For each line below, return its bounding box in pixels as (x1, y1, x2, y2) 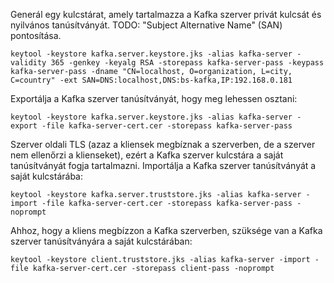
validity (10, 58, 47, 68)
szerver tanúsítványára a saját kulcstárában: (10, 235, 193, 247)
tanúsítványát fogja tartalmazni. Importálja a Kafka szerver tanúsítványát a (10, 160, 317, 171)
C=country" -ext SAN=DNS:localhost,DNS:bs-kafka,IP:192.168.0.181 (10, 75, 293, 85)
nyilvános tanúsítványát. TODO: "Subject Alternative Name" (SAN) (10, 19, 283, 31)
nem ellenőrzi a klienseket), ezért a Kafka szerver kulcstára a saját (10, 149, 284, 161)
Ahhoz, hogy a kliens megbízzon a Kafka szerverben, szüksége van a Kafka (10, 225, 323, 236)
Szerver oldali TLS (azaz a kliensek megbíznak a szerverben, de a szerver (10, 139, 316, 150)
